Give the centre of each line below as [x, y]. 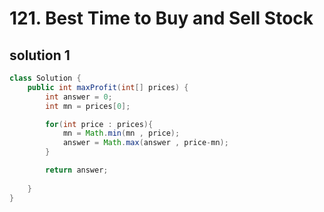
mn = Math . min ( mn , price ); [121, 133]
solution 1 [40, 55]
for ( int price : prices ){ [99, 124]
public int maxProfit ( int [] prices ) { [108, 87]
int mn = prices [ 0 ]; [88, 106]
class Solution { [45, 78]
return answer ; [77, 170]
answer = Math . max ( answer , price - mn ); [145, 143]
